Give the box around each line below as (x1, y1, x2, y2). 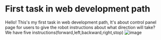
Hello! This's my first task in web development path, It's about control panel (5, 19, 157, 25)
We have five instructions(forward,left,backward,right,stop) (5, 29, 124, 35)
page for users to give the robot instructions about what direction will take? (5, 24, 156, 30)
